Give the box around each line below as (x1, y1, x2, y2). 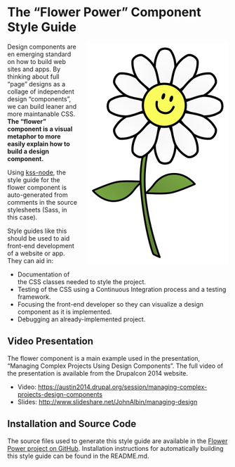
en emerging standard (7, 50, 72, 58)
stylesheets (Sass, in (7, 205, 67, 214)
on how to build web (7, 57, 67, 65)
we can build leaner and (7, 102, 77, 110)
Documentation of (17, 270, 70, 279)
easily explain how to (7, 139, 70, 148)
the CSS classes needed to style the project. (17, 277, 146, 286)
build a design (7, 147, 50, 155)
